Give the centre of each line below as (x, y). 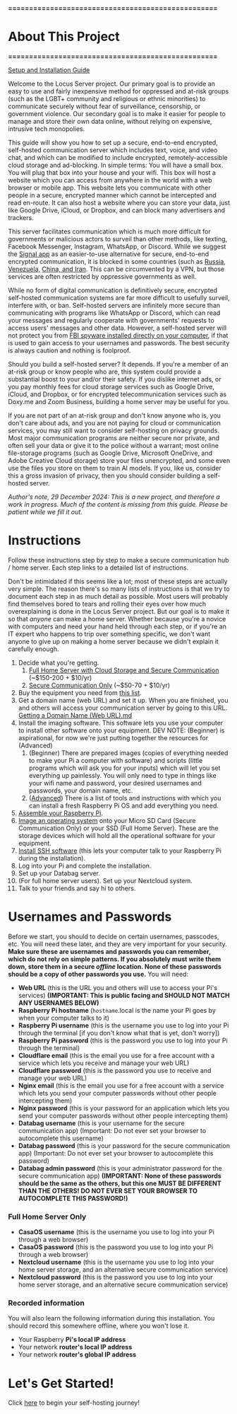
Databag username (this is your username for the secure (102, 1123)
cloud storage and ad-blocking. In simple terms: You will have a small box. (116, 165)
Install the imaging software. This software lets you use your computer (121, 723)
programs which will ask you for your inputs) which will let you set (124, 768)
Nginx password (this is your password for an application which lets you (124, 1108)
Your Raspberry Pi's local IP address (72, 1340)
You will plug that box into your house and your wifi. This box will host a (112, 172)
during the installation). (52, 858)
